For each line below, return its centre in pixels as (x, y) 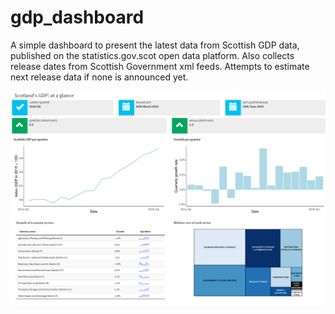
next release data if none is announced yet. (99, 77)
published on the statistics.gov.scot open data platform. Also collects (152, 55)
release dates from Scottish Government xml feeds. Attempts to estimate (160, 66)
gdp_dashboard (77, 17)
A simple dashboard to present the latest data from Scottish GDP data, (155, 45)
